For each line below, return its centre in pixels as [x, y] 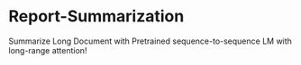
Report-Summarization [96, 16]
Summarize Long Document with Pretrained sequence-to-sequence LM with [150, 41]
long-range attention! [48, 50]
